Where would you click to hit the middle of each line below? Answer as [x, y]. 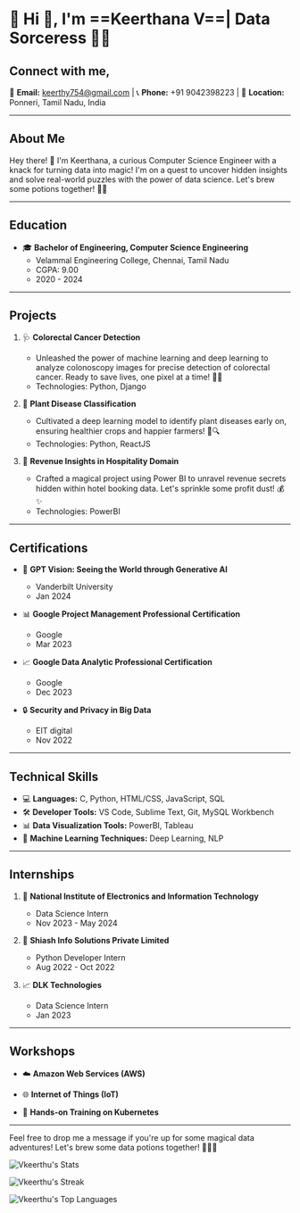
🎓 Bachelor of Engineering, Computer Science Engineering [135, 247]
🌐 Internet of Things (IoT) [70, 1094]
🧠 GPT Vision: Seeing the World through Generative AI [125, 569]
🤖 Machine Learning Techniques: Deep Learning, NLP [123, 838]
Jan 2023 [53, 1015]
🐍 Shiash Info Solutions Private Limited [96, 940]
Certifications [49, 548]
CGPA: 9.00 [57, 270]
